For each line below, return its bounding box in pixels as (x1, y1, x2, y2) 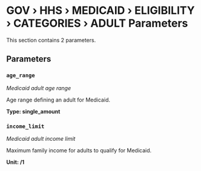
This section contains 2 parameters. (6, 36, 96, 44)
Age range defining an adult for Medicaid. (6, 96, 111, 103)
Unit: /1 (6, 158, 25, 166)
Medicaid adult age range (6, 84, 71, 91)
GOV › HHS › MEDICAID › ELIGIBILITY (6, 4, 195, 18)
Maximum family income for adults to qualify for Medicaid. (6, 146, 152, 154)
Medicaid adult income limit (6, 135, 76, 142)
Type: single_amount (6, 108, 61, 115)
